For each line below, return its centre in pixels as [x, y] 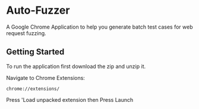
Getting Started [35, 52]
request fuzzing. [26, 33]
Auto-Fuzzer [38, 10]
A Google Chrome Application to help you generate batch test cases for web [99, 27]
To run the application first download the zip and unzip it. [76, 66]
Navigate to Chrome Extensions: [45, 77]
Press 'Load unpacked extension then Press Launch [70, 99]
